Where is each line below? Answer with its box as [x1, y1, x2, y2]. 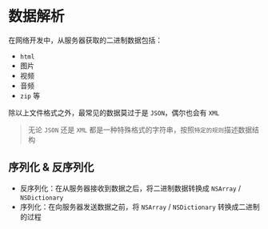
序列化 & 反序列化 [8, 161, 94, 175]
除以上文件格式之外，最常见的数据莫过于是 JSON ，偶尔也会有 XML [8, 107, 220, 117]
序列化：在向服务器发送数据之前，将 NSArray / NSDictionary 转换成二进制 [19, 202, 260, 211]
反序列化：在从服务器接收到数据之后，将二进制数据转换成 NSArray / [19, 183, 242, 193]
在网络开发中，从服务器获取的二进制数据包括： [8, 35, 162, 45]
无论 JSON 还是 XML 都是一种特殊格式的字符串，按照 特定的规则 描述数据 [27, 125, 253, 135]
